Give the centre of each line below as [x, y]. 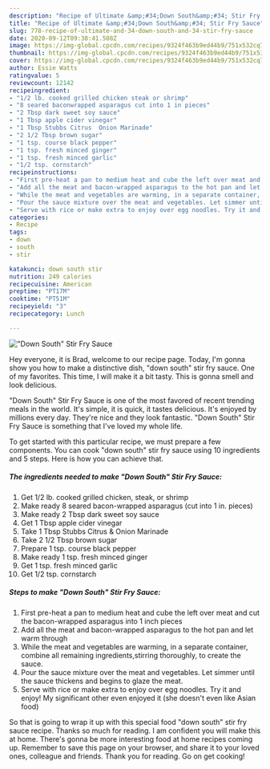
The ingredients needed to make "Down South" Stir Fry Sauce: [116, 477]
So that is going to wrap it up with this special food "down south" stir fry [128, 722]
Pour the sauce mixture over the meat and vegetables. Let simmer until [138, 672]
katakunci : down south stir [56, 269]
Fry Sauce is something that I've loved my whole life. [96, 425]
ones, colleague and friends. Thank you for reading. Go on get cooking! [127, 756]
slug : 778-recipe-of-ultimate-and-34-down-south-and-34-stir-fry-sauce [131, 31]
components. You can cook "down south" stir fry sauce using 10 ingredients [135, 450]
